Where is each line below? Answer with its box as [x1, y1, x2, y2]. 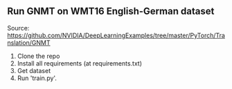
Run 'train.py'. [17, 74, 57, 82]
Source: [7, 23, 30, 32]
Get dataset [17, 66, 51, 75]
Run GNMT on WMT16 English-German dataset [7, 6, 215, 17]
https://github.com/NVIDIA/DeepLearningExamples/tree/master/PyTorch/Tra [7, 31, 225, 39]
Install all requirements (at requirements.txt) [17, 59, 143, 68]
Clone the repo [17, 52, 60, 60]
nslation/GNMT [7, 38, 51, 47]
